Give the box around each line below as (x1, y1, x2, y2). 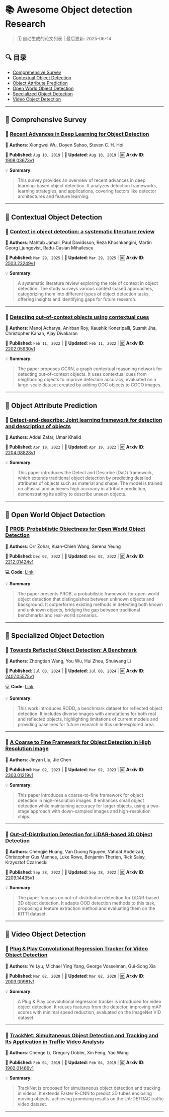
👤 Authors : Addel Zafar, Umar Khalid (5, 434, 81, 440)
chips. (17, 814, 31, 820)
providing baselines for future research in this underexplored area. (17, 722, 155, 728)
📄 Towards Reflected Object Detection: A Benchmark (5, 647, 137, 654)
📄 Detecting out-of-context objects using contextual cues (5, 314, 149, 321)
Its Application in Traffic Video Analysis (5, 1038, 104, 1045)
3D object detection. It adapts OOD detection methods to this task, (17, 900, 156, 906)
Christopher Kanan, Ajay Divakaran (5, 330, 78, 336)
